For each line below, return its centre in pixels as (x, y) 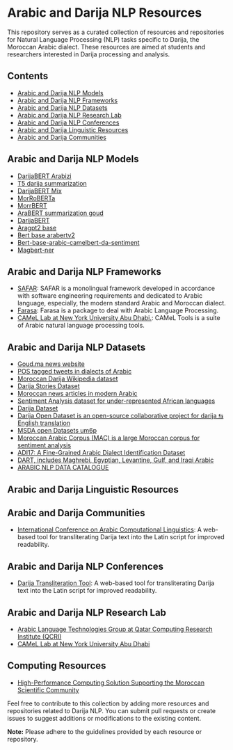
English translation (44, 423)
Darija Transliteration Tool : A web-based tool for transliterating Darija (116, 583)
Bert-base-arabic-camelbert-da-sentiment (79, 242)
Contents (28, 76)
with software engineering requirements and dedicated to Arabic (110, 296)
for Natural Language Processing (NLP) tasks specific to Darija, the (103, 39)
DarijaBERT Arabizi (44, 176)
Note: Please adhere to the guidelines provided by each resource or (105, 731)
